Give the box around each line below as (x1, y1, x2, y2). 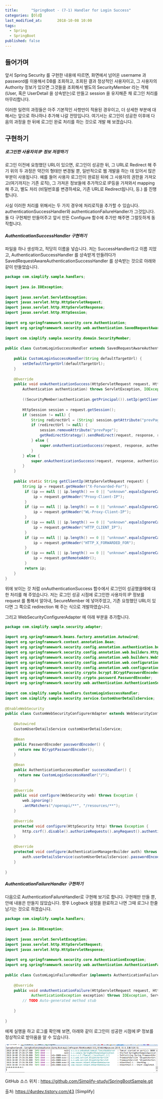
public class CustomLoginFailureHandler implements (5, 972, 112, 977)
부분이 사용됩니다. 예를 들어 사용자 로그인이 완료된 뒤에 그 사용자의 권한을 (5, 174, 144, 180)
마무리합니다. (5, 96, 30, 102)
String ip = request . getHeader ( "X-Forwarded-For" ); (22, 484, 130, 489)
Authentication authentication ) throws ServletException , (22, 387, 142, 392)
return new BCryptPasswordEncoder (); (17, 747, 95, 752)
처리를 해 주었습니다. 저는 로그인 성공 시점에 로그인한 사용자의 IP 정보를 (10, 592, 145, 598)
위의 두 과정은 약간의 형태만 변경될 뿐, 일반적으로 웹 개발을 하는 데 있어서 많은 (10, 168, 156, 174)
